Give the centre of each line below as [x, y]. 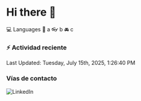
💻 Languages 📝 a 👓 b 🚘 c [40, 29]
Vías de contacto [32, 79]
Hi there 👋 [31, 12]
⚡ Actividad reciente [37, 47]
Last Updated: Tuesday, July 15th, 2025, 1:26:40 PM [71, 63]
